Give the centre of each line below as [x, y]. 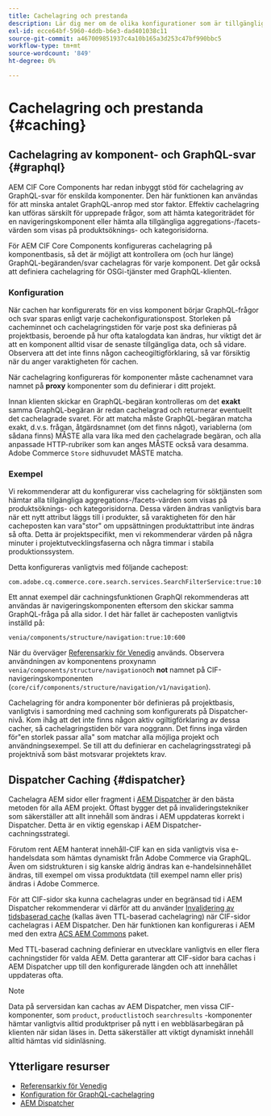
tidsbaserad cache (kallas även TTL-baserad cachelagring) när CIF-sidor [129, 917]
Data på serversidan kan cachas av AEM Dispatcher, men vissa [113, 1007]
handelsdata [29, 858]
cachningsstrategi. [39, 834]
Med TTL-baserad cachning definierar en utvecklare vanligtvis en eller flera [134, 949]
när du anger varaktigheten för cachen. [73, 361]
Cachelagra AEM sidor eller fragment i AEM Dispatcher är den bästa [121, 799]
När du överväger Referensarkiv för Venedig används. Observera [116, 653]
